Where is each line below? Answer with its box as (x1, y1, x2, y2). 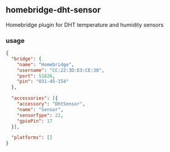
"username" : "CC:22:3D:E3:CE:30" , (17, 67, 105, 73)
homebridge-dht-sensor (6, 5, 102, 15)
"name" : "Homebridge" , (17, 61, 75, 68)
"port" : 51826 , (17, 73, 56, 79)
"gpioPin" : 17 (17, 118, 53, 124)
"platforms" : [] (11, 134, 53, 141)
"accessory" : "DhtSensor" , (17, 101, 86, 107)
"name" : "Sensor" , (17, 106, 64, 112)
